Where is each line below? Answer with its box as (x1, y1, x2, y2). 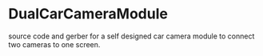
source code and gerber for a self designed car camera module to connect (8, 31, 255, 41)
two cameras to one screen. (8, 39, 101, 49)
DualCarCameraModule (8, 5, 168, 23)
